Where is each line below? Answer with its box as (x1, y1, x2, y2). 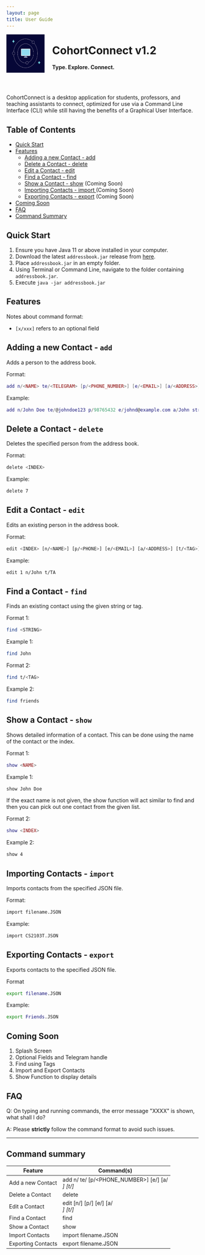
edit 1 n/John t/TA (6, 569, 56, 575)
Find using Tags (15, 1060, 56, 1068)
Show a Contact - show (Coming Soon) (24, 180, 123, 187)
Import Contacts (9, 1231, 50, 1238)
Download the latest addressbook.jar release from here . (15, 253, 156, 260)
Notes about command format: (6, 313, 84, 320)
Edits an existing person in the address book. (6, 521, 120, 529)
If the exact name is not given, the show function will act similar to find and (6, 797, 195, 804)
